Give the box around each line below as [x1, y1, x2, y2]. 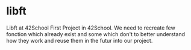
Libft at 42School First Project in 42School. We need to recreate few [6, 24, 176, 31]
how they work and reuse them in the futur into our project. [6, 37, 153, 44]
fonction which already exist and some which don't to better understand [6, 30, 186, 37]
